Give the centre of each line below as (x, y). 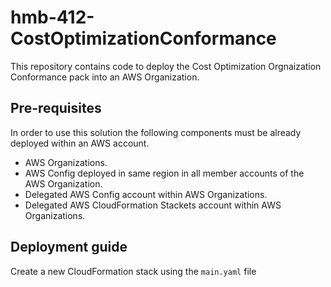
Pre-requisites (56, 108)
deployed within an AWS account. (80, 143)
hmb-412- (52, 17)
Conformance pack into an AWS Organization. (105, 77)
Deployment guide (69, 247)
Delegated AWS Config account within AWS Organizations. (146, 194)
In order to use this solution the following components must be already (156, 132)
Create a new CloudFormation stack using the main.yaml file (133, 271)
